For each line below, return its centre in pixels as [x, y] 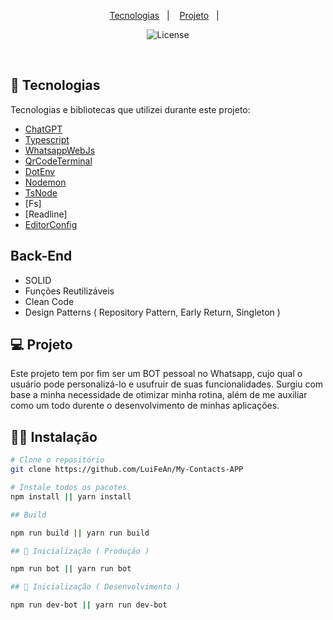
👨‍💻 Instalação [54, 436]
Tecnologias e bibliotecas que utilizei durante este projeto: [130, 109]
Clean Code [49, 301]
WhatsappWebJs [60, 150]
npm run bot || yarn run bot [71, 569]
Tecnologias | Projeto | [164, 15]
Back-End [41, 256]
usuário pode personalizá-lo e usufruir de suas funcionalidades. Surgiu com [167, 384]
